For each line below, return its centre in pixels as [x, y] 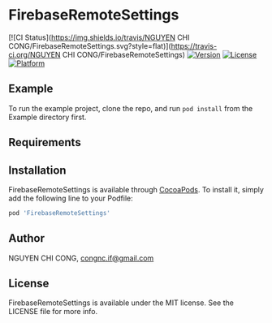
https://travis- [194, 45]
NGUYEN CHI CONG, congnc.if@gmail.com [81, 258]
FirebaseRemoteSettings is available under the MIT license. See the [121, 303]
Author [26, 238]
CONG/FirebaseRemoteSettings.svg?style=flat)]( [90, 45]
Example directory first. [47, 117]
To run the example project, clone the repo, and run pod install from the [131, 108]
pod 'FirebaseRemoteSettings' [60, 213]
